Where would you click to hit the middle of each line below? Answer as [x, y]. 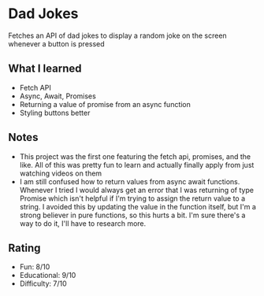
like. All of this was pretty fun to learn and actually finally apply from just [137, 165]
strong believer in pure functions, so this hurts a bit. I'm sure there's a [132, 215]
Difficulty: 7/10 [43, 283]
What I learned [45, 69]
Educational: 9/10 [48, 276]
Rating [24, 248]
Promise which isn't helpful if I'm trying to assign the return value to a [132, 198]
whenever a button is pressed [56, 43]
